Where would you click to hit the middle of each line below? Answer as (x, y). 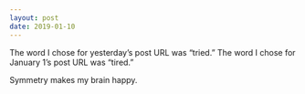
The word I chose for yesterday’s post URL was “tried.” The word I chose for (152, 52)
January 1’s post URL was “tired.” (72, 62)
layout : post (34, 18)
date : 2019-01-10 (42, 26)
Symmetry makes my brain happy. (74, 79)
